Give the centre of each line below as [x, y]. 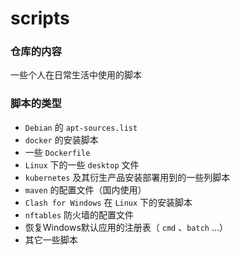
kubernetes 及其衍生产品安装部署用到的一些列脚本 [127, 177]
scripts [40, 18]
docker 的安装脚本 [61, 139]
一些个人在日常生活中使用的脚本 [76, 75]
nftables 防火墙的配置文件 [79, 214]
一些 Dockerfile [57, 152]
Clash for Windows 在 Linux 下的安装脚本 [108, 202]
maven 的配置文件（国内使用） [85, 189]
